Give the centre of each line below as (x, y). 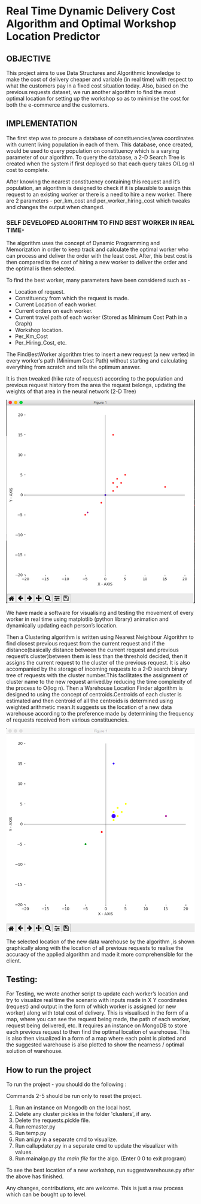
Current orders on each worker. (54, 311)
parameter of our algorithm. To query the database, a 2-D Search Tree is (96, 157)
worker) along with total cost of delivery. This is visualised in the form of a (97, 1013)
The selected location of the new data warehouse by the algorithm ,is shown (100, 942)
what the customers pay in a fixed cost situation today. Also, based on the (97, 86)
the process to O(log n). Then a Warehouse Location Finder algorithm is (95, 688)
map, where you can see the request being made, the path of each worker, (98, 1019)
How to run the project (49, 1070)
